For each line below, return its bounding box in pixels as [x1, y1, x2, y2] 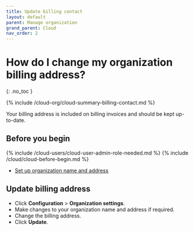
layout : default [6, 14, 46, 20]
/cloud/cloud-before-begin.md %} [6, 155, 89, 162]
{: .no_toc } [6, 88, 33, 95]
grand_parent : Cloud [6, 25, 57, 31]
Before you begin [6, 133, 71, 144]
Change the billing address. [14, 212, 82, 219]
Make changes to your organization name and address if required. [14, 206, 175, 213]
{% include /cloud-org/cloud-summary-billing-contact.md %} [6, 99, 155, 106]
